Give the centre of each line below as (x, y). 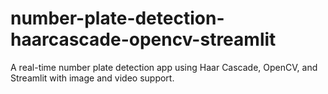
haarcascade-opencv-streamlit (143, 39)
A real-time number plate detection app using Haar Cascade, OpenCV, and (164, 67)
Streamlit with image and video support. (92, 78)
